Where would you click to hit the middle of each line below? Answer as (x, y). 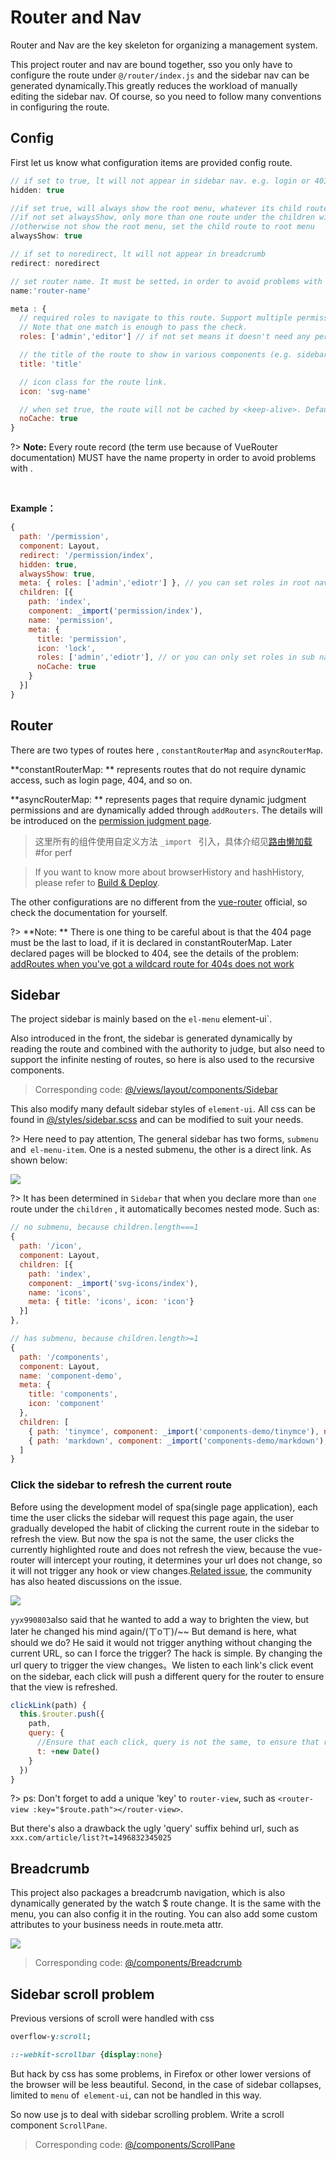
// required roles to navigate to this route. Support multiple (156, 318)
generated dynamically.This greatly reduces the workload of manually (154, 85)
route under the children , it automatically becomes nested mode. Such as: (165, 1209)
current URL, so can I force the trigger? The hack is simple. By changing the (166, 1653)
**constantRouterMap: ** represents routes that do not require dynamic (158, 769)
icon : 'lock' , (66, 648)
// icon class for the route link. (93, 382)
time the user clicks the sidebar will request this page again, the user (152, 1517)
